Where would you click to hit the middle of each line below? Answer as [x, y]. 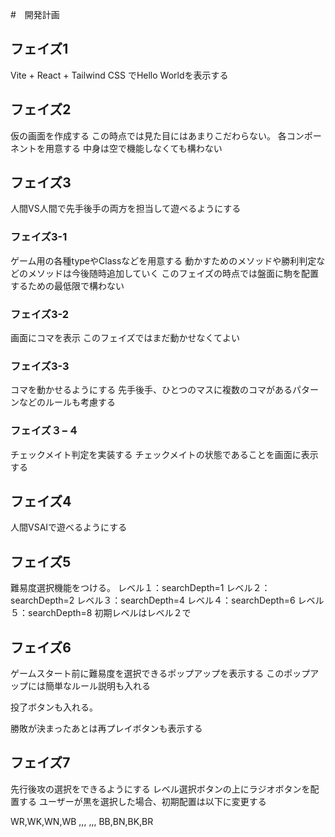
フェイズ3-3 [40, 366]
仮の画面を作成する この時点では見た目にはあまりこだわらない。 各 [148, 135]
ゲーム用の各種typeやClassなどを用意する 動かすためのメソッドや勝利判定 [163, 260]
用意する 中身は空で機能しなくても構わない [133, 148]
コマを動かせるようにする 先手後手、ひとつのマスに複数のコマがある [151, 390]
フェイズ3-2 [40, 314]
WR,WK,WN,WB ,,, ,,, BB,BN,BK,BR [82, 821]
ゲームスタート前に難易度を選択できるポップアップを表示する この [147, 674]
